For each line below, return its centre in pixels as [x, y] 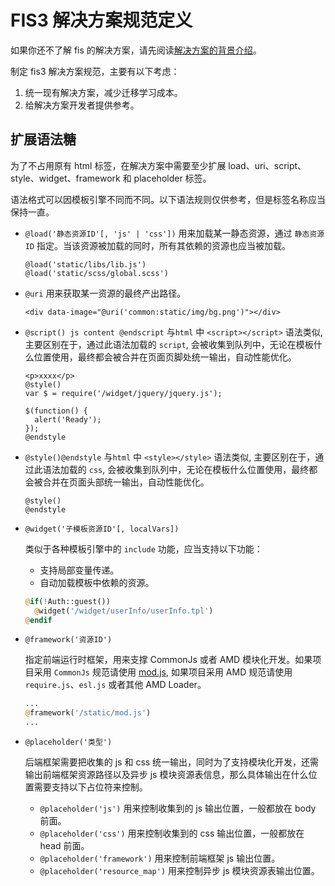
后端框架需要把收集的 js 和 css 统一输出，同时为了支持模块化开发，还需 [172, 762]
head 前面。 [64, 845]
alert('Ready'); [68, 419]
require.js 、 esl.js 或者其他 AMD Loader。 [115, 685]
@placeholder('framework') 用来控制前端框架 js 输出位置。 [160, 858]
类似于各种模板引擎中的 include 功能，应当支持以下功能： [143, 548]
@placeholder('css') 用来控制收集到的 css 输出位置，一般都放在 [172, 833]
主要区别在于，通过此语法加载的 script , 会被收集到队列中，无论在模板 [169, 344]
